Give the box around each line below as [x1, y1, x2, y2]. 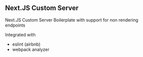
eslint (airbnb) [12, 41, 41, 47]
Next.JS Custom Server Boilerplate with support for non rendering [5, 17, 139, 23]
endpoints [5, 22, 25, 28]
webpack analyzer [12, 46, 50, 52]
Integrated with [5, 31, 36, 37]
